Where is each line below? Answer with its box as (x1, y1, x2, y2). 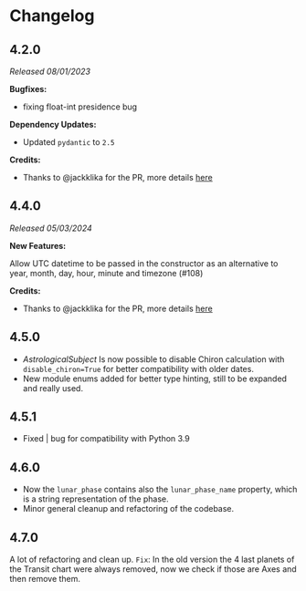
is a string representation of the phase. (22, 493, 169, 504)
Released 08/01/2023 (9, 66, 91, 77)
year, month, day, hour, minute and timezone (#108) (9, 267, 204, 278)
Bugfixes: (9, 84, 47, 94)
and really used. (22, 382, 84, 393)
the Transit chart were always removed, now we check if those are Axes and (9, 564, 297, 575)
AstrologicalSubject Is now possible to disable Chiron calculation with (22, 353, 285, 365)
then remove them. (9, 574, 80, 585)
